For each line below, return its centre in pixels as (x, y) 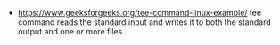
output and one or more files (70, 31)
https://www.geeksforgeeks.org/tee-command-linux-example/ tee (139, 13)
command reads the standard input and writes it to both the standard (144, 22)
